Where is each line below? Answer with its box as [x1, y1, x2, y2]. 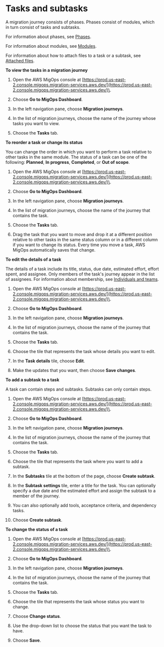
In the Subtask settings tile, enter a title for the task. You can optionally [12, 482, 156, 488]
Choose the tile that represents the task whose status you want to [12, 598, 145, 605]
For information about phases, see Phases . [5, 34, 91, 39]
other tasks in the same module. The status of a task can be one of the [5, 154, 147, 160]
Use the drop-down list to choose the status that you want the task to [12, 623, 152, 628]
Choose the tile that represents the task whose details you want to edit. [12, 348, 156, 354]
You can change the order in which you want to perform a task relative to [5, 149, 152, 155]
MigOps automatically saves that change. [12, 247, 96, 253]
